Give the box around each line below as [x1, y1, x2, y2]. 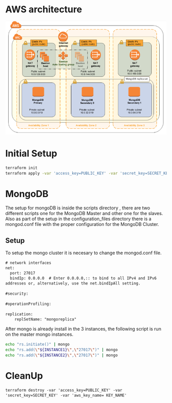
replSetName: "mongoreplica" [14, 317, 77, 322]
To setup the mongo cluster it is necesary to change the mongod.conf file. [5, 250, 162, 256]
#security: [5, 291, 29, 296]
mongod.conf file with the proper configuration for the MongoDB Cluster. [5, 221, 159, 227]
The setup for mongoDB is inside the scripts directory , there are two [5, 205, 150, 211]
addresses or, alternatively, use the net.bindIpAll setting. [5, 281, 141, 286]
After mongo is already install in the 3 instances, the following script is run [5, 326, 161, 332]
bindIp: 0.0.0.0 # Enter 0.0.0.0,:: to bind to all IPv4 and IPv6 [10, 276, 157, 281]
